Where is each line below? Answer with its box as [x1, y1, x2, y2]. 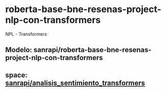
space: [5, 71, 28, 79]
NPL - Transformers [5, 31, 47, 37]
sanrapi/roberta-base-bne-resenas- [33, 45, 152, 54]
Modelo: [5, 45, 32, 54]
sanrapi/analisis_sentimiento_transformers [5, 78, 145, 87]
